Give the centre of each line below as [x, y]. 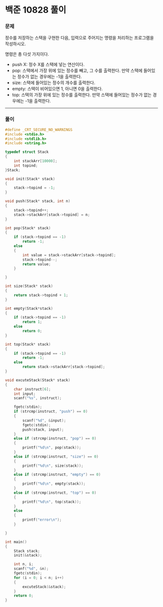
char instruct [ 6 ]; [32, 389]
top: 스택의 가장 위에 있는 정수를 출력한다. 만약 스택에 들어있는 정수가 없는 [82, 95]
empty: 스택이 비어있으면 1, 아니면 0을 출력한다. [57, 89]
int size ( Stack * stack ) [29, 286]
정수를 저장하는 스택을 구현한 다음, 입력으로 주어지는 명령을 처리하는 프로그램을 [80, 38]
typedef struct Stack [27, 152]
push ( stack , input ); [43, 430]
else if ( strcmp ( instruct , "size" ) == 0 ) [56, 456]
